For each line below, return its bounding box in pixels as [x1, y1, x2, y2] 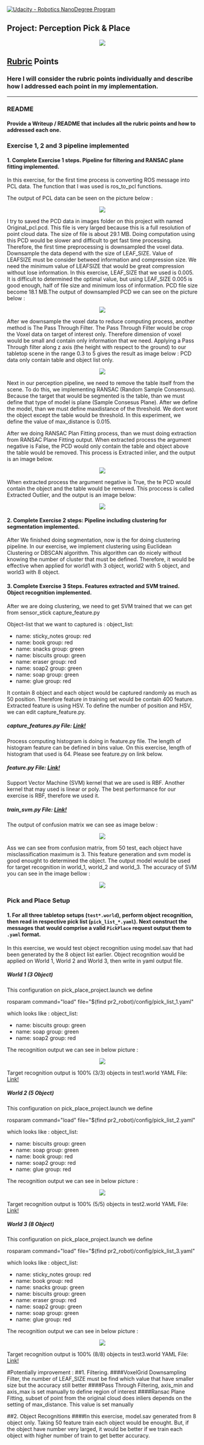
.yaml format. [7, 931, 41, 938]
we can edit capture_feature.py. [7, 708, 86, 715]
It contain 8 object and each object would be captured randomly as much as [7, 689, 197, 696]
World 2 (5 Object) [7, 1089, 54, 1096]
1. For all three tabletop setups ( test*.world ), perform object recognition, [7, 911, 193, 919]
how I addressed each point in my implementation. [7, 82, 159, 91]
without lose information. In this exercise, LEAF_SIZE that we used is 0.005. [7, 269, 194, 277]
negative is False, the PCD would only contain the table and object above [7, 442, 189, 450]
